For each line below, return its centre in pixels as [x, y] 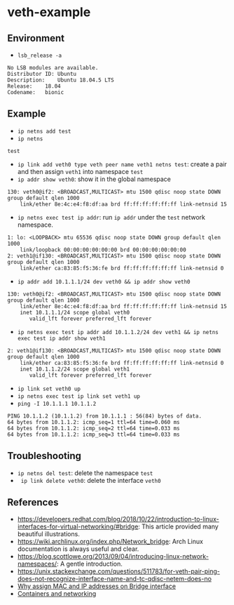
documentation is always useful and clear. [78, 549]
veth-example [49, 12]
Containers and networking [57, 594]
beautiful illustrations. [49, 534]
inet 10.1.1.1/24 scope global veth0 [75, 312]
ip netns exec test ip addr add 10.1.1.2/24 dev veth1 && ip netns [118, 332]
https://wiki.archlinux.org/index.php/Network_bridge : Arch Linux [110, 542]
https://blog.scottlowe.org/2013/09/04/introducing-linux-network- [113, 557]
